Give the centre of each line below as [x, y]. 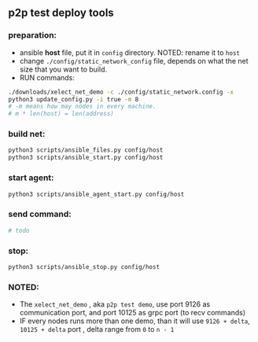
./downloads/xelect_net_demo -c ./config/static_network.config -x [121, 92]
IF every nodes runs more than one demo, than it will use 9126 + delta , [135, 321]
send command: [40, 214]
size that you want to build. [63, 69]
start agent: [31, 178]
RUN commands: [47, 77]
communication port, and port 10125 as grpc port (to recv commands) [133, 313]
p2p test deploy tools [61, 13]
